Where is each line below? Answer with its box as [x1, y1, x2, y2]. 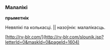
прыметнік [5, 15, 29, 21]
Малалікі [5, 4, 28, 11]
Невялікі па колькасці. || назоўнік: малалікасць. [5, 25, 106, 30]
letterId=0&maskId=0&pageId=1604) [5, 39, 80, 45]
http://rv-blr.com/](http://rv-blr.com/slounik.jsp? [6, 34, 104, 40]
